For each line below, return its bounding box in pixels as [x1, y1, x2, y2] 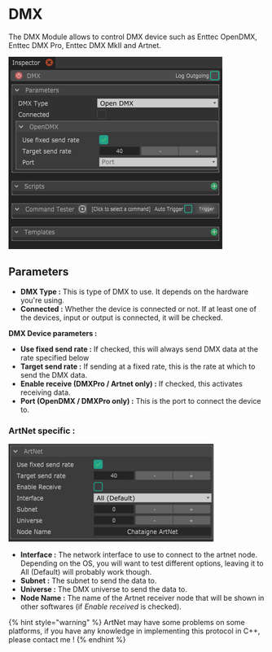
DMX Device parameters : [8, 328, 98, 338]
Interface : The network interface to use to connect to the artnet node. [20, 550, 258, 560]
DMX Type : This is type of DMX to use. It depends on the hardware [20, 287, 249, 296]
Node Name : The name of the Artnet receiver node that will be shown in [20, 593, 265, 603]
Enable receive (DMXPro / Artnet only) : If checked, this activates [20, 379, 243, 388]
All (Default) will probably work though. [20, 567, 152, 577]
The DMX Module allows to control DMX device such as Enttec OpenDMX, [8, 32, 258, 42]
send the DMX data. [20, 370, 88, 379]
